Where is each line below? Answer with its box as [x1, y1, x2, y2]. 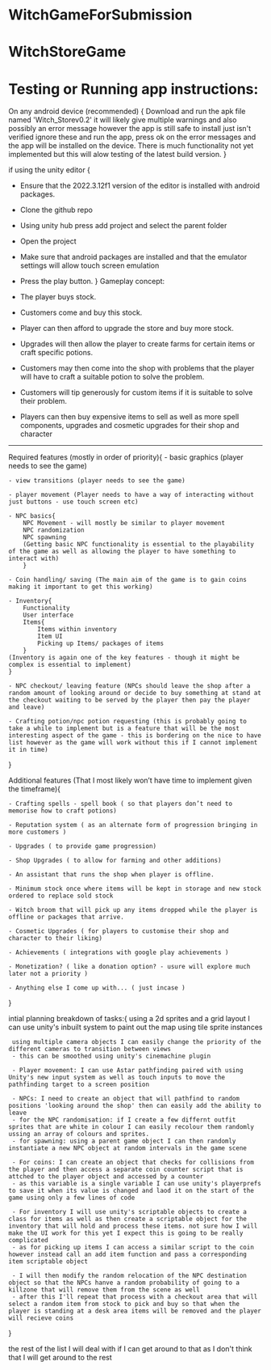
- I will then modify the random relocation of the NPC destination [11, 1272, 248, 1280]
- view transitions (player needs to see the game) [8, 477, 186, 485]
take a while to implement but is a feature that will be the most [8, 724, 240, 733]
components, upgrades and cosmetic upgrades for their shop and [19, 421, 240, 431]
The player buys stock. [19, 292, 97, 302]
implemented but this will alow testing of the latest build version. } [8, 150, 227, 159]
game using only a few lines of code [8, 1194, 135, 1202]
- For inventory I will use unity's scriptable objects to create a [11, 1208, 248, 1216]
